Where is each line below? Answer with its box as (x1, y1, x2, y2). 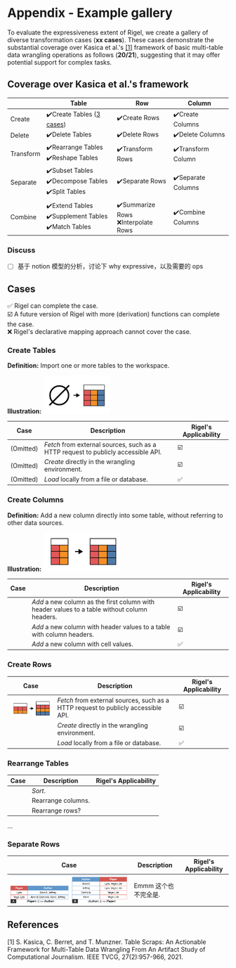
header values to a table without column (31, 605, 147, 614)
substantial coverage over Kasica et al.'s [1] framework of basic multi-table (7, 43, 223, 51)
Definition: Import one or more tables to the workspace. (7, 361, 170, 370)
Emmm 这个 (133, 882, 169, 890)
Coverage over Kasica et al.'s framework (7, 79, 189, 91)
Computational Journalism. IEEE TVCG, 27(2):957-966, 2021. (7, 953, 184, 961)
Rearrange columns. (31, 796, 90, 805)
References (7, 919, 59, 931)
